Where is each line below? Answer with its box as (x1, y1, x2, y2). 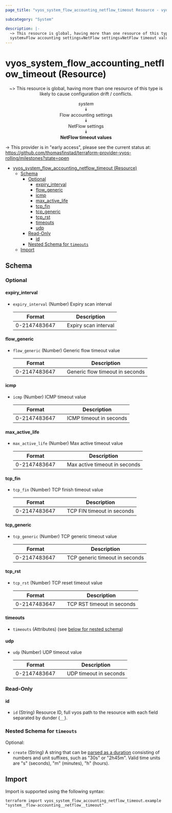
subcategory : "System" (5, 16, 54, 22)
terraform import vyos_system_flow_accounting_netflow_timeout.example (5, 798, 161, 804)
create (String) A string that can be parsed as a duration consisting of (12, 749, 160, 755)
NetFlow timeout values (60, 134, 112, 141)
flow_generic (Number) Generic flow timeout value (12, 347, 120, 353)
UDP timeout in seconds (67, 670, 125, 677)
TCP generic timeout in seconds (67, 554, 144, 561)
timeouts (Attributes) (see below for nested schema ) (12, 626, 124, 632)
